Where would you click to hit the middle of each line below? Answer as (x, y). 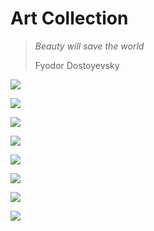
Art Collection (69, 18)
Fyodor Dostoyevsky (77, 65)
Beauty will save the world (89, 46)
